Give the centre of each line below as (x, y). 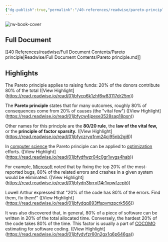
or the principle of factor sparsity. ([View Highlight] (59, 132)
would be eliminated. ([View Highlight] (44, 177)
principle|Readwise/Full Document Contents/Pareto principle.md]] (73, 57)
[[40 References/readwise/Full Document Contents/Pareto (65, 52)
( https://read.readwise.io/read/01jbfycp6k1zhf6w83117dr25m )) (69, 96)
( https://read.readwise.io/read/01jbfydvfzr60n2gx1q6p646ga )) (69, 234)
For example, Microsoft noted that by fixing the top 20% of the (69, 167)
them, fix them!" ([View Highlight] (39, 198)
